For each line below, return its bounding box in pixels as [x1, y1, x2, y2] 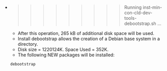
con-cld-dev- [124, 10, 153, 16]
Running [124, 5, 142, 10]
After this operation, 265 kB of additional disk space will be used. [17, 30, 154, 36]
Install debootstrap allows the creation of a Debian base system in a [17, 35, 160, 42]
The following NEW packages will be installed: [17, 52, 115, 58]
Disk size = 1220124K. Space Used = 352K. [17, 47, 109, 52]
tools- [124, 15, 137, 21]
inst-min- [142, 5, 162, 10]
